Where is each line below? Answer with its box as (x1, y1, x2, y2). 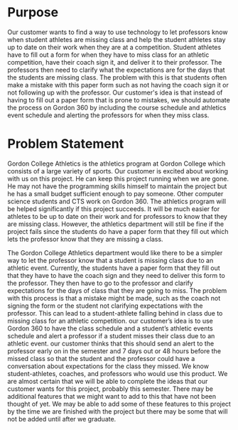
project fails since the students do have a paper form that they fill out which (7, 227, 229, 235)
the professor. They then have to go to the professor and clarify (7, 279, 193, 287)
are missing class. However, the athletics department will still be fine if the (7, 220, 225, 228)
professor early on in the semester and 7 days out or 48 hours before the (7, 346, 222, 355)
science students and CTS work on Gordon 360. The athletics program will (7, 197, 226, 205)
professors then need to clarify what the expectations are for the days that (7, 65, 225, 74)
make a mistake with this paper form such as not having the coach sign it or (7, 80, 229, 89)
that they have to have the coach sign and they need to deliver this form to (7, 271, 225, 279)
